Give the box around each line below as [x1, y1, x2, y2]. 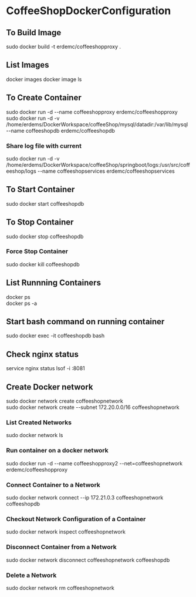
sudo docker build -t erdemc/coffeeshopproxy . [6, 43, 121, 50]
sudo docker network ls [6, 432, 63, 439]
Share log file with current [6, 142, 82, 150]
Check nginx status [6, 349, 79, 359]
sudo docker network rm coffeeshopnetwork [6, 584, 114, 591]
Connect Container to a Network [6, 481, 101, 489]
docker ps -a [6, 300, 37, 307]
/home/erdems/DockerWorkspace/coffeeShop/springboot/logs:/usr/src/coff [6, 161, 190, 168]
